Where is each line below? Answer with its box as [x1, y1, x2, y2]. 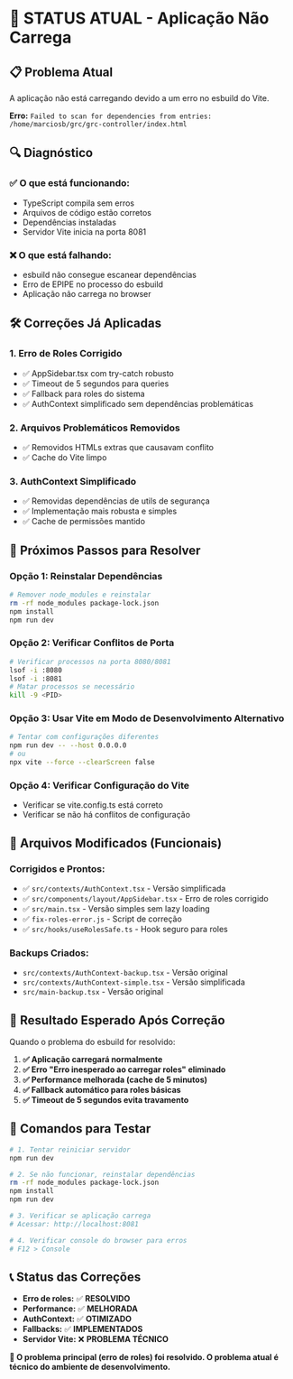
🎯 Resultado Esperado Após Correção [9, 1013, 225, 1028]
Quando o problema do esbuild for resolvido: [9, 1037, 176, 1048]
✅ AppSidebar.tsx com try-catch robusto [22, 367, 174, 378]
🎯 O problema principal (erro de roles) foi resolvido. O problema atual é [9, 1352, 279, 1363]
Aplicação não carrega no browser [22, 288, 151, 299]
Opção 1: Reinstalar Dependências [9, 569, 163, 582]
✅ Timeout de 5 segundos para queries [22, 378, 169, 389]
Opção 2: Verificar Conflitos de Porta [9, 636, 175, 649]
